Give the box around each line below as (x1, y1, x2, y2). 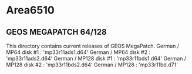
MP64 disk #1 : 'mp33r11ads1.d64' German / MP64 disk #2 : (6, 49, 151, 56)
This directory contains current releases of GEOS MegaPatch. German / (6, 42, 180, 49)
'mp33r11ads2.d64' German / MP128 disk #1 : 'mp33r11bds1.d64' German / (6, 55, 187, 62)
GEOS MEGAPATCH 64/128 (6, 27, 107, 37)
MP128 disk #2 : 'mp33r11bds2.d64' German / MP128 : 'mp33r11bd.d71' (6, 61, 178, 68)
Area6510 (6, 4, 55, 17)
